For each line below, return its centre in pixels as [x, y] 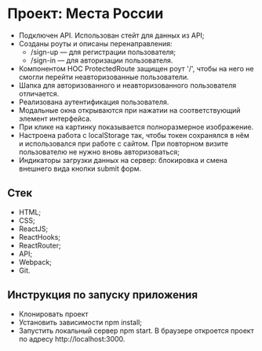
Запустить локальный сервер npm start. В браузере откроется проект [136, 331]
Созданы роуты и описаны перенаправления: [95, 43]
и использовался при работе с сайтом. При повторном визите [124, 143]
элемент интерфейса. [55, 118]
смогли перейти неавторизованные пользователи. [104, 77]
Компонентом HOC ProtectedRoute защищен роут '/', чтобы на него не [136, 68]
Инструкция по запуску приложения [102, 295]
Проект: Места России [86, 14]
